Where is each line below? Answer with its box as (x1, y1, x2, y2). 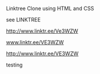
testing (6, 61, 23, 68)
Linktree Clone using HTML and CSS (6, 5, 95, 12)
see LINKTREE (6, 16, 41, 23)
